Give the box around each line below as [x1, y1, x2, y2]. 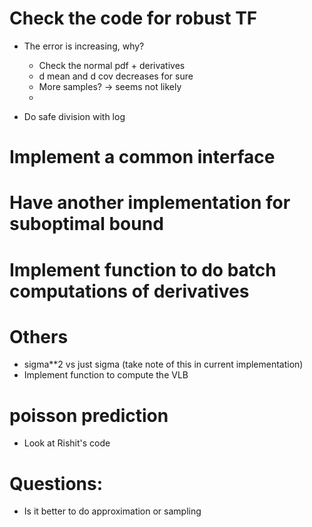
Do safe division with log [23, 110, 126, 122]
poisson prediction [9, 404, 169, 427]
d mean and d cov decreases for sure [38, 70, 194, 82]
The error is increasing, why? [23, 40, 145, 52]
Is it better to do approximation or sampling [23, 505, 202, 517]
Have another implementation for [9, 192, 291, 214]
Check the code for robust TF [9, 7, 258, 30]
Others [9, 325, 69, 348]
